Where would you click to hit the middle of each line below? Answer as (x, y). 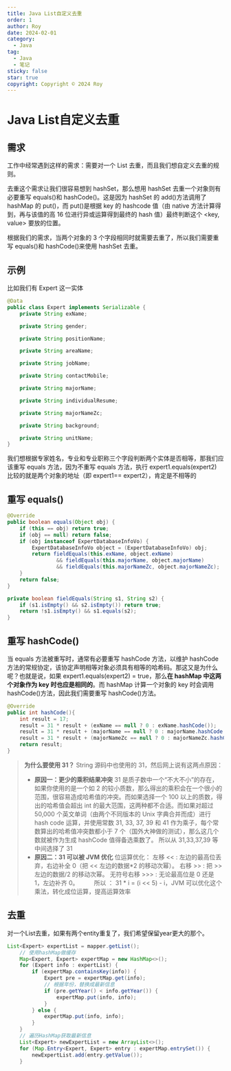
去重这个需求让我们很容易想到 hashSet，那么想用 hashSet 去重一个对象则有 (114, 189)
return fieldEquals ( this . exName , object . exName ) (103, 554)
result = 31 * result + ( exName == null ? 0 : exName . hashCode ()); (118, 725)
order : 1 (20, 20)
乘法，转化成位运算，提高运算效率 (82, 891)
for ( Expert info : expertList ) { (69, 965)
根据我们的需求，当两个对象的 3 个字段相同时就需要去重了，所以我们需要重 (113, 237)
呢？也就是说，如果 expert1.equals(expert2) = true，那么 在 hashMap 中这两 (114, 676)
